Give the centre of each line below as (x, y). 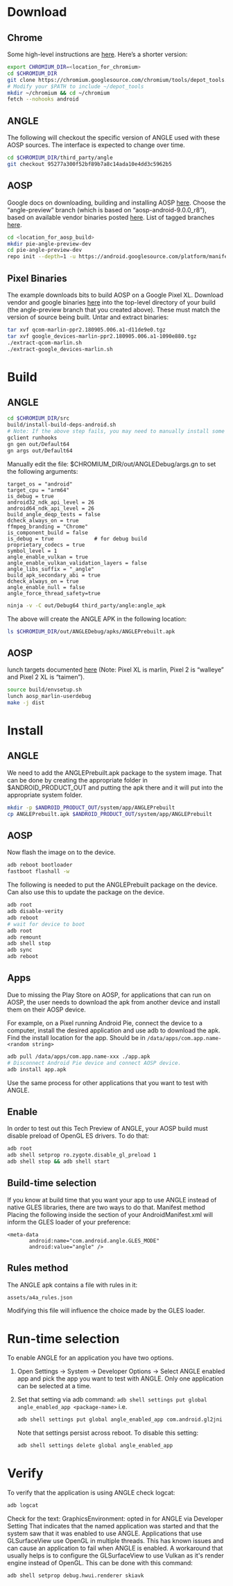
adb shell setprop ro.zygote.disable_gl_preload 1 (82, 1155)
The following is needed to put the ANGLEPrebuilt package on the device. (112, 885)
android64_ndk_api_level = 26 (51, 508)
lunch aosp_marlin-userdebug (49, 697)
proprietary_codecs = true (46, 545)
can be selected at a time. (54, 1386)
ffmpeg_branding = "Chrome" (48, 527)
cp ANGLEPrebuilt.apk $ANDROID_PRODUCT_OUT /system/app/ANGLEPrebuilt (110, 814)
